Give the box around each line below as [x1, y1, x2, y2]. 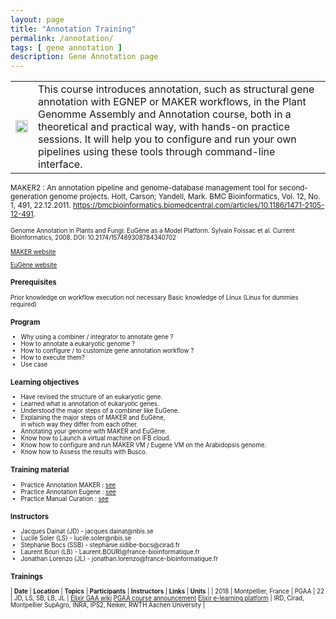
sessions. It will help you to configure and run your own [38, 132, 297, 146]
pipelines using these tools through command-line [38, 145, 276, 159]
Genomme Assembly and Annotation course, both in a [38, 107, 292, 121]
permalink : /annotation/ [10, 33, 114, 43]
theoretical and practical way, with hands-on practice [38, 120, 291, 134]
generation [10, 192, 48, 202]
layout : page [10, 14, 65, 25]
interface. [38, 157, 83, 171]
